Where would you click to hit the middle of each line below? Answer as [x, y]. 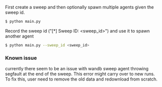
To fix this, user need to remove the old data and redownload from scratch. [81, 79]
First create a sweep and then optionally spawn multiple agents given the [80, 7]
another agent [20, 36]
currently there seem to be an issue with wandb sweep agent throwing [77, 69]
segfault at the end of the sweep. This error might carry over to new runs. [80, 74]
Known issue [21, 58]
